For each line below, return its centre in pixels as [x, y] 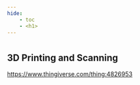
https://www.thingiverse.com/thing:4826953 [70, 74]
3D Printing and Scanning [62, 57]
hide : [15, 13]
